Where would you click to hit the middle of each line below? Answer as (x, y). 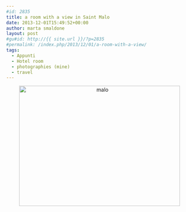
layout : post (22, 34)
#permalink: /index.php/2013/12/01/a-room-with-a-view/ (76, 45)
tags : (13, 50)
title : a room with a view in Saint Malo (58, 17)
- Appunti (23, 56)
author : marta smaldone (36, 28)
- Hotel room (28, 61)
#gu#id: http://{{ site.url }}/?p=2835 (55, 39)
